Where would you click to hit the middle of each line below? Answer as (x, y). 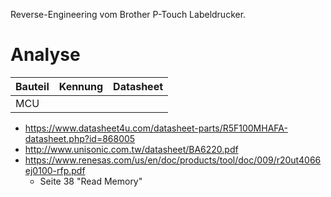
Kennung (81, 86)
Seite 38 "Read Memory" (91, 181)
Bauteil (32, 86)
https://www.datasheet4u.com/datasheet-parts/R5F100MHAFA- (156, 128)
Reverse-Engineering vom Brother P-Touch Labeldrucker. (128, 14)
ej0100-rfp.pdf (55, 170)
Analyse (45, 55)
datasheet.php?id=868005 (80, 138)
